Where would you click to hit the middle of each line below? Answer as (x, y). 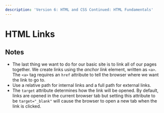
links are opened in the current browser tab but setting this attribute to (84, 95)
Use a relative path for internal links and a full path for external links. (82, 85)
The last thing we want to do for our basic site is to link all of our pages (84, 64)
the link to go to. (29, 80)
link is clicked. (27, 106)
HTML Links (30, 34)
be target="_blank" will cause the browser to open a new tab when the (84, 101)
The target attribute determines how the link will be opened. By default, (85, 90)
